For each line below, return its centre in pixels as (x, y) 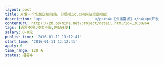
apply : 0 (14, 46)
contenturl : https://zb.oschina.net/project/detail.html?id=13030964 (77, 23)
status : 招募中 (19, 55)
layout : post (18, 10)
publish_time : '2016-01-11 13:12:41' (43, 37)
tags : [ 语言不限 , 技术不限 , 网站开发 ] (38, 28)
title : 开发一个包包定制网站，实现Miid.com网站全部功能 (56, 14)
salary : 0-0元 (19, 32)
